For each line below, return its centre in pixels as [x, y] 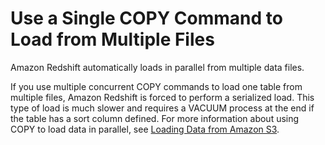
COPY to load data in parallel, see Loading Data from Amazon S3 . [145, 129]
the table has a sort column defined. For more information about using [155, 118]
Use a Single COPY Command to [146, 18]
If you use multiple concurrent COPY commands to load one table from [156, 86]
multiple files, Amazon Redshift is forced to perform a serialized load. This [162, 97]
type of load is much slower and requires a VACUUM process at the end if [162, 108]
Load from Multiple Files [112, 39]
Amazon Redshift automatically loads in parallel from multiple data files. [157, 67]
